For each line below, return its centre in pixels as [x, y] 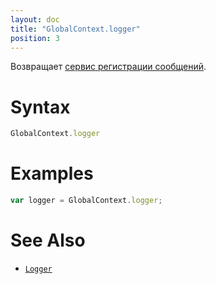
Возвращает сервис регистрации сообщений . [108, 67]
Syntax [40, 107]
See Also [48, 240]
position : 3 [35, 38]
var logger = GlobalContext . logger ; [86, 201]
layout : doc [35, 19]
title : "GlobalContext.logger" [75, 29]
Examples [52, 173]
